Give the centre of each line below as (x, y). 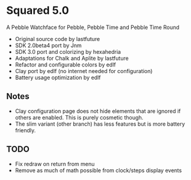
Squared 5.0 (38, 11)
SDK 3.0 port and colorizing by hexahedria (68, 51)
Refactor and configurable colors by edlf (65, 65)
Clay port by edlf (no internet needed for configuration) (84, 71)
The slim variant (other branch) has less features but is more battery (100, 124)
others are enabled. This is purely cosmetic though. (79, 117)
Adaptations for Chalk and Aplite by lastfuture (72, 58)
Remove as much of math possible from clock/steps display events (99, 170)
